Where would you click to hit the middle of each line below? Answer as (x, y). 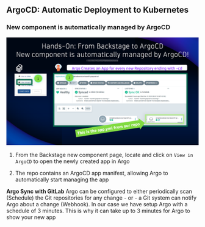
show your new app (31, 217)
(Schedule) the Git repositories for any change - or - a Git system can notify (102, 198)
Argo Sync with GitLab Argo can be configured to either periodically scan (99, 192)
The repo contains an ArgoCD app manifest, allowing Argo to (92, 173)
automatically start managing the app (62, 180)
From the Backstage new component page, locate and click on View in (104, 155)
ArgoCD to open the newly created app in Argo (72, 161)
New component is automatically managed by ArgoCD (88, 27)
